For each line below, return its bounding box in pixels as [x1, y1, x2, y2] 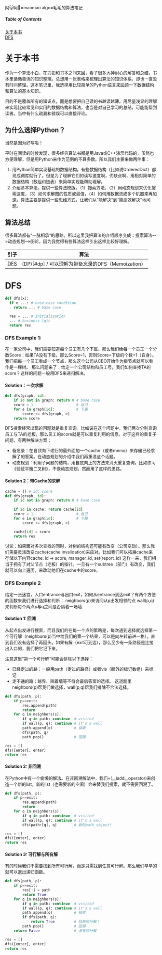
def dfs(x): [5, 296, 29, 301]
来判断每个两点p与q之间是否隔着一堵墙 [5, 603, 82, 609]
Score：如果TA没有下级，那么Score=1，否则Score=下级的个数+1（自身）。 [9, 352, 157, 358]
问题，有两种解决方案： [5, 437, 52, 443]
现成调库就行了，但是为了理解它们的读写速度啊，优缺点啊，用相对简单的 [12, 172, 156, 178]
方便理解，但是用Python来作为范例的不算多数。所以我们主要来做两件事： [5, 156, 150, 162]
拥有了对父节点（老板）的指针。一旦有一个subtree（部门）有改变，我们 [13, 561, 156, 567]
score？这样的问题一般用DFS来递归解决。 [5, 371, 88, 376]
